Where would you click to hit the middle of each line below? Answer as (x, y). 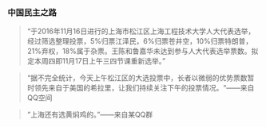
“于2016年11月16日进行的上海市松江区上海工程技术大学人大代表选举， (141, 31)
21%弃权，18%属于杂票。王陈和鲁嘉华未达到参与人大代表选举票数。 (139, 51)
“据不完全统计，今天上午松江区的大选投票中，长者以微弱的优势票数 (137, 78)
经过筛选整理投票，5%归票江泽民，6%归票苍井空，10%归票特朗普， (140, 41)
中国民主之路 (32, 12)
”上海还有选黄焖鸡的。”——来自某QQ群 (90, 115)
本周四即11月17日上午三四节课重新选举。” (99, 61)
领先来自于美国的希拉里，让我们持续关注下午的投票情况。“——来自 (144, 88)
